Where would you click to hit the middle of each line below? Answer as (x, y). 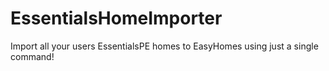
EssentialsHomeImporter (116, 18)
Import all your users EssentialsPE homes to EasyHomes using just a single (164, 46)
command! (32, 56)
